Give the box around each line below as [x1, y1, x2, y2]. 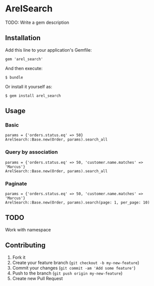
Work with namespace [5, 226, 51, 232]
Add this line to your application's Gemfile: [5, 47, 92, 53]
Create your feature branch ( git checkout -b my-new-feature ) [12, 259, 140, 266]
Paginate [5, 180, 27, 187]
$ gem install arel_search [5, 93, 61, 98]
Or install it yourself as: [5, 83, 52, 89]
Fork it [12, 254, 26, 260]
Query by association [5, 148, 58, 155]
